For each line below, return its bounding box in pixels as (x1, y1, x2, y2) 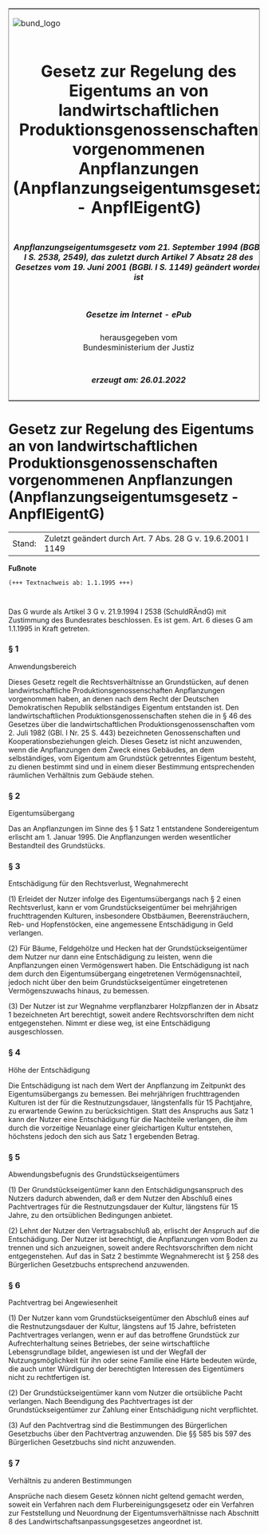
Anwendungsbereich (8, 662, 77, 671)
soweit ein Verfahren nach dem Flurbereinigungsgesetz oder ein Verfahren (8, 1500, 254, 1509)
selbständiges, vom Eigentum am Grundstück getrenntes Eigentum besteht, (8, 753, 257, 763)
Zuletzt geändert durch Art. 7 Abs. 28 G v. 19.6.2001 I (44, 532, 249, 544)
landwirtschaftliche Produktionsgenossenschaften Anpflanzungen (8, 686, 225, 695)
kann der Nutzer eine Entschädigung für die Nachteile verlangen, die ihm (8, 1114, 248, 1124)
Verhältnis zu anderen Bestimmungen (8, 1476, 132, 1485)
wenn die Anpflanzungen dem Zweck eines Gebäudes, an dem (8, 745, 215, 754)
